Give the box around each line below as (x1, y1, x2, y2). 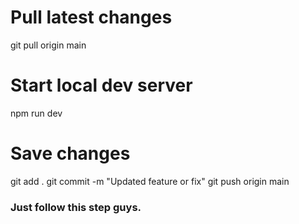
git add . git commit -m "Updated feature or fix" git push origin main (10, 175, 290, 187)
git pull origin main (10, 39, 87, 51)
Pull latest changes (10, 6, 173, 29)
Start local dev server (10, 74, 193, 97)
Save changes (10, 142, 131, 165)
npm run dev (10, 107, 63, 119)
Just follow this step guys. (10, 200, 142, 214)
